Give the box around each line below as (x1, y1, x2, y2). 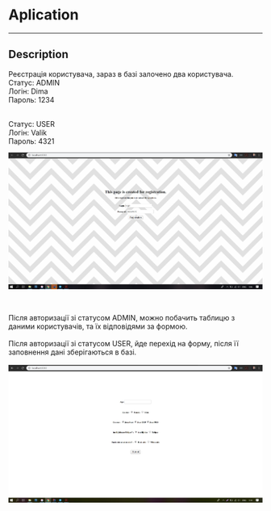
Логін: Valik (8, 128, 47, 137)
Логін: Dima (8, 86, 48, 96)
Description (8, 48, 69, 61)
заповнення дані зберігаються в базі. (8, 347, 137, 357)
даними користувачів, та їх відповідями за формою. (8, 321, 188, 332)
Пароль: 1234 (8, 94, 55, 104)
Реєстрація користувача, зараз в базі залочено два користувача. (8, 69, 234, 78)
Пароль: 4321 (8, 136, 55, 146)
